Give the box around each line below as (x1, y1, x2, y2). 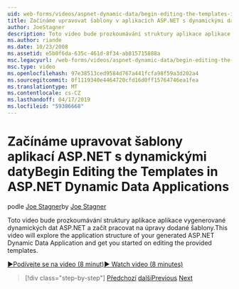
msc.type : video (7, 63, 55, 70)
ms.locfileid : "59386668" (7, 103, 84, 110)
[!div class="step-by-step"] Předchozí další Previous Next (24, 273, 193, 282)
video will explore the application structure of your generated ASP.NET (7, 231, 215, 239)
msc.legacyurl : (7, 57, 53, 64)
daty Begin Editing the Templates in (7, 164, 218, 180)
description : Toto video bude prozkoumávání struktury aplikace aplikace (7, 30, 231, 38)
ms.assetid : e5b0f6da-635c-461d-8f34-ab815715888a (7, 50, 161, 58)
